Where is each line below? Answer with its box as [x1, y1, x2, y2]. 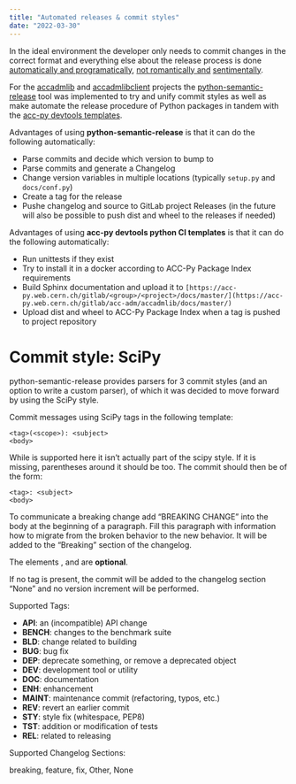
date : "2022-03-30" [9, 21, 81, 30]
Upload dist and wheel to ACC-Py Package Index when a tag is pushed [21, 306, 281, 317]
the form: [9, 471, 42, 482]
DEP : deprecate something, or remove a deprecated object [21, 656, 237, 666]
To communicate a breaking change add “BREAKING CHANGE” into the [9, 511, 269, 522]
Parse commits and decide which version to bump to [21, 153, 214, 164]
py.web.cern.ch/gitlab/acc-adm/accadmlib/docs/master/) [21, 298, 232, 308]
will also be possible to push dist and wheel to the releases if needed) [21, 210, 277, 220]
